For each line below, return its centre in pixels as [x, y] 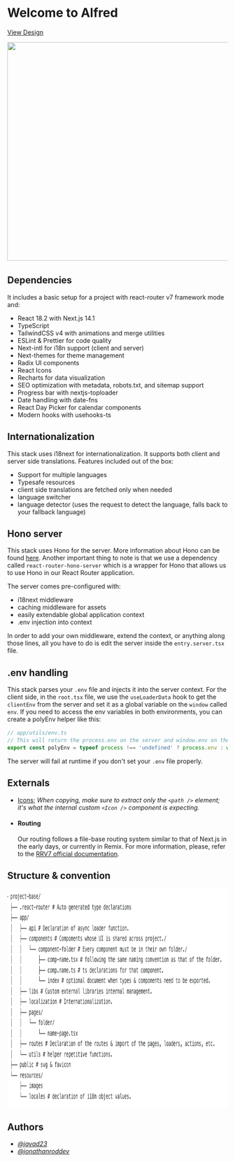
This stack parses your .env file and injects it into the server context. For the [117, 690]
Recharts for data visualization [61, 377]
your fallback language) [51, 511]
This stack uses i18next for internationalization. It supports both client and [114, 453]
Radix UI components [48, 362]
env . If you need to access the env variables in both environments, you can [115, 712]
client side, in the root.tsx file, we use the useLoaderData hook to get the [112, 697]
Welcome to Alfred [63, 13]
